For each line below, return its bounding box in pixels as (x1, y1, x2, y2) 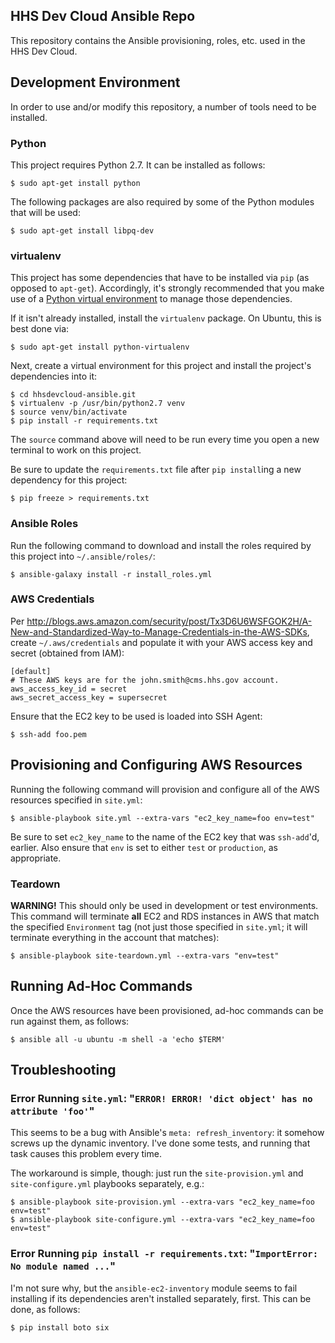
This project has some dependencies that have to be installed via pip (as (10, 272, 310, 284)
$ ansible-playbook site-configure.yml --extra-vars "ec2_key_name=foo (10, 1215, 315, 1225)
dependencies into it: (10, 370, 98, 383)
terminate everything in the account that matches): (10, 931, 220, 943)
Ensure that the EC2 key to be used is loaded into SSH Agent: (10, 710, 263, 722)
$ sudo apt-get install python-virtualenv (10, 342, 190, 353)
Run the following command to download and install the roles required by (10, 539, 312, 551)
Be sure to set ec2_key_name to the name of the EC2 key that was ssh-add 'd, (10, 830, 320, 843)
